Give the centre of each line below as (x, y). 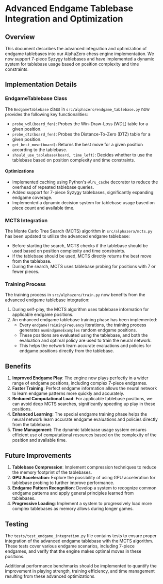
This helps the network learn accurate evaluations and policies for (85, 346)
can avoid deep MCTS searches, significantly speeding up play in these (84, 404)
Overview (20, 37)
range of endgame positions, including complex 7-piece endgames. (80, 383)
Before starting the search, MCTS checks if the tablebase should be (80, 246)
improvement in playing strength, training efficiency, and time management (80, 571)
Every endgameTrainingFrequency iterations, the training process (83, 325)
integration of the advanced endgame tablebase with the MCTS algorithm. (79, 541)
